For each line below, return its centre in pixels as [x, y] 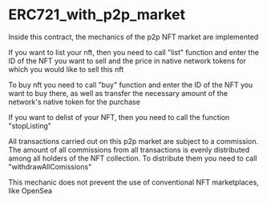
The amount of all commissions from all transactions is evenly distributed [129, 149]
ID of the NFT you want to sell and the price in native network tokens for [127, 61]
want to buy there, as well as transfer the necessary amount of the [118, 93]
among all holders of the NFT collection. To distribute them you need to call [133, 158]
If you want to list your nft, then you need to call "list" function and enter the [133, 52]
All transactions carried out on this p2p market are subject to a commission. [133, 141]
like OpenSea [30, 190]
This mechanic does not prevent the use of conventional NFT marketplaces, [133, 182]
